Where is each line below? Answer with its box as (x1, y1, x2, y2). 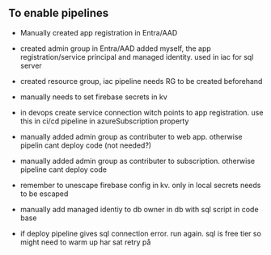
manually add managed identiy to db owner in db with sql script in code (19, 204, 259, 214)
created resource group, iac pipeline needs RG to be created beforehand (19, 76, 263, 86)
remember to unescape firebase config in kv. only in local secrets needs (19, 180, 261, 190)
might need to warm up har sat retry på (19, 237, 151, 247)
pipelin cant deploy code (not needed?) (19, 140, 152, 150)
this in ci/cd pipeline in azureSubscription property (19, 116, 189, 126)
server (19, 61, 42, 70)
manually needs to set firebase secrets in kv (19, 92, 167, 102)
